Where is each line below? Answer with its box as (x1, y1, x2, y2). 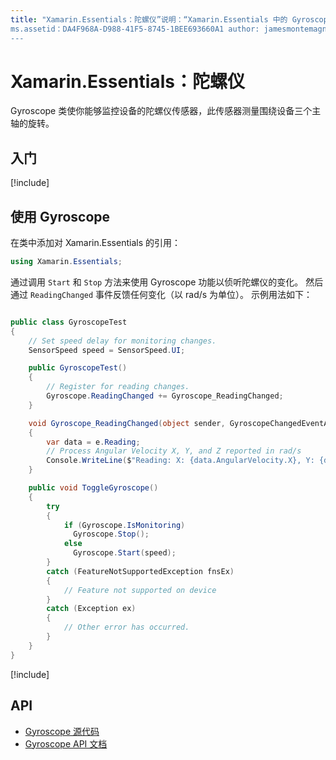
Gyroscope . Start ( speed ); (73, 548, 177, 558)
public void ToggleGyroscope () (28, 483, 159, 493)
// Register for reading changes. (46, 382, 190, 392)
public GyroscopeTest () (28, 363, 128, 373)
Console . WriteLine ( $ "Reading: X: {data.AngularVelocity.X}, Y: (46, 456, 315, 466)
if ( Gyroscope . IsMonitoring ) (63, 520, 186, 530)
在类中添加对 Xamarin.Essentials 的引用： (10, 237, 181, 249)
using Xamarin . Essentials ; (10, 257, 123, 267)
